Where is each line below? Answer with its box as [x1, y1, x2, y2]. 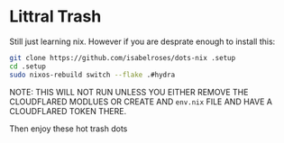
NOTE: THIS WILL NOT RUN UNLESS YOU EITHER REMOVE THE [9, 86, 249, 97]
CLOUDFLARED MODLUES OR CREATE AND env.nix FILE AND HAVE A [9, 96, 273, 107]
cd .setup [9, 61, 47, 71]
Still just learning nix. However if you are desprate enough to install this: [9, 36, 276, 47]
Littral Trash [9, 6, 102, 27]
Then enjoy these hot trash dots [9, 123, 128, 134]
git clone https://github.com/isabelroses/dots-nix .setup [9, 53, 236, 62]
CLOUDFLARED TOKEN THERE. [9, 105, 127, 116]
